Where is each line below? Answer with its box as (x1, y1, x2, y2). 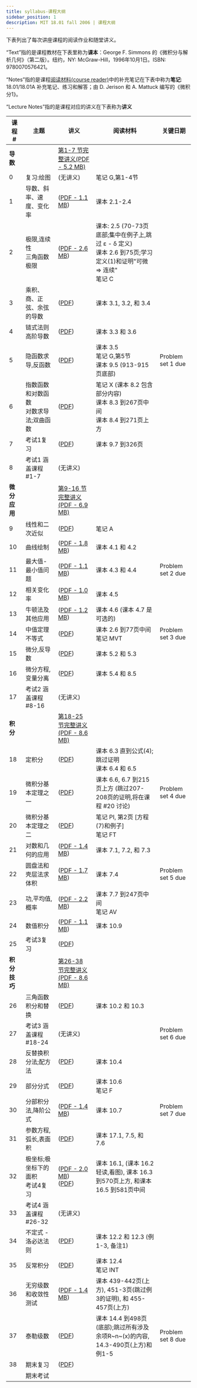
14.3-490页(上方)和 (96, 1341, 152, 1349)
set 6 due (159, 1033, 186, 1042)
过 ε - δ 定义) (96, 239, 133, 248)
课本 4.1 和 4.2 (96, 543, 137, 552)
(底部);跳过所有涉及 (96, 1323, 150, 1332)
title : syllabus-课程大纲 (6, 8, 66, 15)
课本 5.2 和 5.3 (96, 650, 137, 658)
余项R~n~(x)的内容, (96, 1332, 150, 1340)
